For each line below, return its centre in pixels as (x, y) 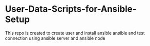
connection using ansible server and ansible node (55, 38)
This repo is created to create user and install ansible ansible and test (75, 33)
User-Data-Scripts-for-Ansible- (71, 9)
